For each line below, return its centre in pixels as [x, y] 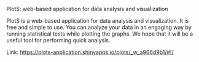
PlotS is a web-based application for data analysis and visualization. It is [98, 21]
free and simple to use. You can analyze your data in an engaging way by [99, 27]
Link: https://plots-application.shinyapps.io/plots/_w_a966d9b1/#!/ [90, 52]
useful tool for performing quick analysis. [58, 40]
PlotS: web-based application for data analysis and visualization [87, 9]
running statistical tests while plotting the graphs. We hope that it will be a [100, 34]
